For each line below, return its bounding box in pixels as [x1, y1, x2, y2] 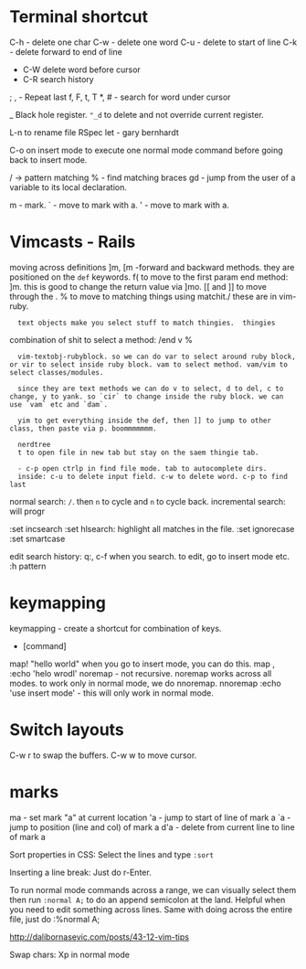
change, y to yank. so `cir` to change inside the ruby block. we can [9, 391, 284, 401]
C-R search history [22, 73, 94, 84]
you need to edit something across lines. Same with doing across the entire [9, 903, 293, 915]
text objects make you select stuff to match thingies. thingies [17, 318, 276, 327]
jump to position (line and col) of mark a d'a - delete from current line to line [9, 821, 295, 833]
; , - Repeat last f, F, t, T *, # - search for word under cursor [9, 91, 231, 102]
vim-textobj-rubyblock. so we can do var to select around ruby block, [17, 352, 297, 361]
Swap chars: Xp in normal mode [9, 949, 131, 960]
